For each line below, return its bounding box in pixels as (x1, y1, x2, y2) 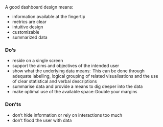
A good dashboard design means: (5, 4, 73, 10)
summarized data (12, 34, 47, 40)
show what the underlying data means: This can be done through (12, 68, 145, 74)
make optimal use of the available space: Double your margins (12, 89, 138, 95)
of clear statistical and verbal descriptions (12, 78, 97, 85)
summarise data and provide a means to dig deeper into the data (12, 84, 143, 89)
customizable (12, 29, 40, 35)
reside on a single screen (12, 58, 64, 63)
